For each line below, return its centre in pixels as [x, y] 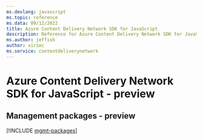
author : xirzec [25, 46]
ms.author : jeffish [31, 40]
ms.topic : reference [32, 17]
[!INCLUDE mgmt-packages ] [42, 130]
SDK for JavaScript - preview [81, 94]
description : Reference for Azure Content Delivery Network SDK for [94, 34]
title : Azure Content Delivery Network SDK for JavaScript [82, 29]
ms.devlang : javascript [36, 12]
